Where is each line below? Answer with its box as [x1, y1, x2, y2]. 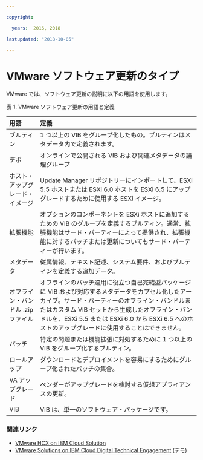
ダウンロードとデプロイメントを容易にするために [40, 355, 179, 364]
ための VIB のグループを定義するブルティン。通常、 [40, 219, 185, 228]
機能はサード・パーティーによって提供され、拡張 [46, 228, 185, 237]
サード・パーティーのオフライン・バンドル [63, 297, 185, 305]
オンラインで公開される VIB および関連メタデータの [40, 151, 186, 160]
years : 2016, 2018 [11, 25, 61, 31]
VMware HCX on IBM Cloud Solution [14, 439, 106, 447]
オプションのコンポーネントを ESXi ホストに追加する [40, 210, 190, 218]
